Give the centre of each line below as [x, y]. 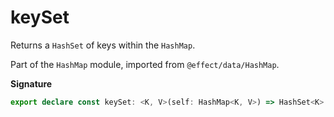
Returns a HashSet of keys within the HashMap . [103, 45]
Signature [31, 83]
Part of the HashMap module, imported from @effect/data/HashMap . [145, 64]
